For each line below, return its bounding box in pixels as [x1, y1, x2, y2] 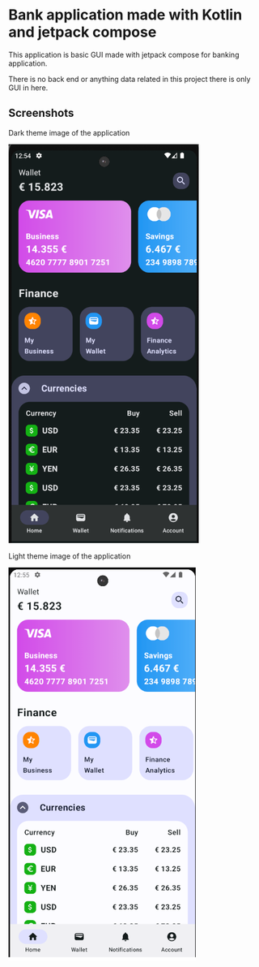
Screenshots [8, 106, 74, 120]
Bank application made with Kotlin [8, 6, 243, 24]
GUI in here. [8, 83, 49, 93]
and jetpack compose [8, 23, 157, 41]
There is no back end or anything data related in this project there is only [8, 74, 251, 84]
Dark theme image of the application [8, 127, 130, 137]
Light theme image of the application [8, 550, 131, 561]
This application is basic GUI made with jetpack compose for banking [8, 50, 240, 59]
